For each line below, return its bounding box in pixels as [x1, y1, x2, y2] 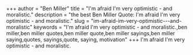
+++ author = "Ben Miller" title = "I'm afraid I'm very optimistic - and [6, 5, 173, 12]
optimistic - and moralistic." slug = [6, 18, 90, 24]
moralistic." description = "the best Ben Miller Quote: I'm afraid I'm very [6, 11, 181, 18]
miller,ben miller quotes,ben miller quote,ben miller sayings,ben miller [6, 30, 175, 37]
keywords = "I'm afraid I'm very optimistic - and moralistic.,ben [33, 23, 188, 30]
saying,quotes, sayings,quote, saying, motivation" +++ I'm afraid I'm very [6, 36, 185, 43]
